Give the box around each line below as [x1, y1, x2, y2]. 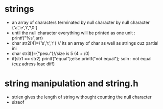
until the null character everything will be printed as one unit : [11, 30, 136, 36]
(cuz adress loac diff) [11, 61, 55, 67]
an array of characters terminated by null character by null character [11, 19, 150, 25]
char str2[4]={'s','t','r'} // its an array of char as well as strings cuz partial [11, 40, 159, 46]
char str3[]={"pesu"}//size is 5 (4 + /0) [11, 50, 90, 56]
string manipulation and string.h [4, 78, 139, 89]
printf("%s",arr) [11, 35, 43, 41]
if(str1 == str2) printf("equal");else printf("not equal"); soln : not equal [11, 55, 152, 61]
